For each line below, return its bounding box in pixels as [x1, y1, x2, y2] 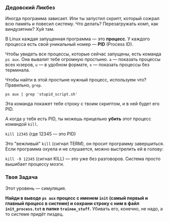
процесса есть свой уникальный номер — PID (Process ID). [5, 41, 134, 47]
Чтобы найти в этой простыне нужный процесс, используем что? [5, 77, 147, 83]
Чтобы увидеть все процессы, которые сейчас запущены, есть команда [5, 51, 161, 57]
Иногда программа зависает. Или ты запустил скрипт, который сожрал [5, 16, 160, 22]
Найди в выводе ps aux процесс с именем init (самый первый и [5, 195, 148, 201]
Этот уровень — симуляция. [5, 185, 67, 191]
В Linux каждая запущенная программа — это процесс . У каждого [5, 36, 150, 42]
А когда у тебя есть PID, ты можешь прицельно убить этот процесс [5, 116, 151, 122]
